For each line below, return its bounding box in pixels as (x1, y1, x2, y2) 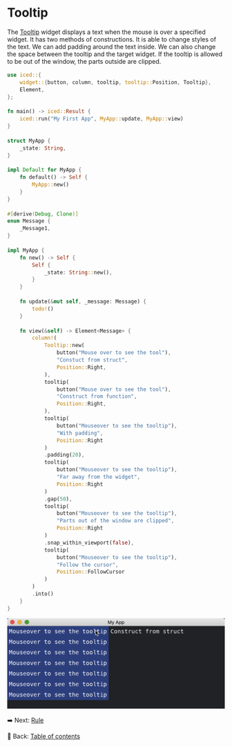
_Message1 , (19, 225, 51, 232)
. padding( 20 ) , (43, 452, 85, 459)
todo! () (32, 305, 54, 313)
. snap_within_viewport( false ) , (43, 539, 135, 546)
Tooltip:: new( (43, 342, 85, 349)
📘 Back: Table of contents (7, 732, 81, 741)
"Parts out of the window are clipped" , (56, 518, 175, 525)
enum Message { (7, 218, 51, 225)
